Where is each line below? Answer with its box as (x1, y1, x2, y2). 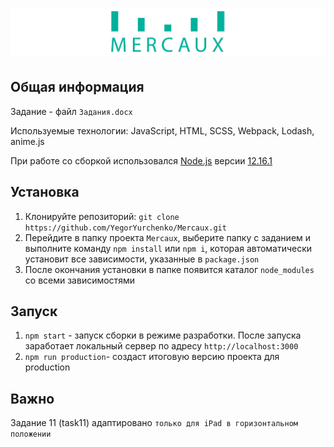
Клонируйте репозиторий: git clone (24, 210, 180, 222)
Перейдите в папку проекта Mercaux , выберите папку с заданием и (24, 231, 312, 243)
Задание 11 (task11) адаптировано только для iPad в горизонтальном (10, 417, 298, 429)
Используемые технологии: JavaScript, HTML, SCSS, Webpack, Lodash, (10, 124, 315, 137)
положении (10, 429, 52, 440)
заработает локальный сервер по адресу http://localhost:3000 (24, 340, 299, 352)
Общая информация (10, 79, 145, 96)
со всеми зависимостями (24, 274, 135, 286)
